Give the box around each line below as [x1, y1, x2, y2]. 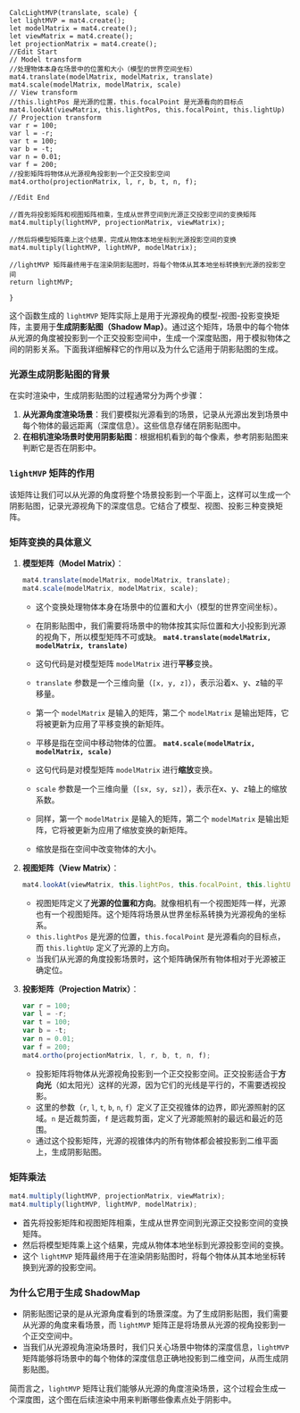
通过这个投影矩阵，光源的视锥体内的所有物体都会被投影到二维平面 [35, 1135, 279, 1146]
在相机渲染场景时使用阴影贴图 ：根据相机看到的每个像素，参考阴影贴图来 [21, 431, 288, 442]
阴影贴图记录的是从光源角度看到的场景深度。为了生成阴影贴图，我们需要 [21, 1308, 288, 1318]
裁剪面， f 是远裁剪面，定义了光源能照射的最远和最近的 [72, 1112, 275, 1124]
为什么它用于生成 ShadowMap [9, 1286, 141, 1299]
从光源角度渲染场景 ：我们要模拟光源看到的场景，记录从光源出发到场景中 [21, 409, 288, 420]
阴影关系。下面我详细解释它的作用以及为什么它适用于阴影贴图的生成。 [24, 344, 283, 354]
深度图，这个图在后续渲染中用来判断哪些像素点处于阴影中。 [16, 1393, 237, 1405]
